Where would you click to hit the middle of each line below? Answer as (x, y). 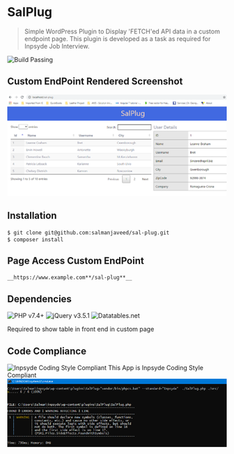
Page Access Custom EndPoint (76, 260)
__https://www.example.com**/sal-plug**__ (70, 278)
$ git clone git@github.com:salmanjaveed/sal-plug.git (88, 233)
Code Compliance (47, 351)
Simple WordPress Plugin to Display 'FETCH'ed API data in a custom (122, 31)
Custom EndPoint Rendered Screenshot (95, 82)
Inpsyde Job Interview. (57, 46)
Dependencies (39, 299)
